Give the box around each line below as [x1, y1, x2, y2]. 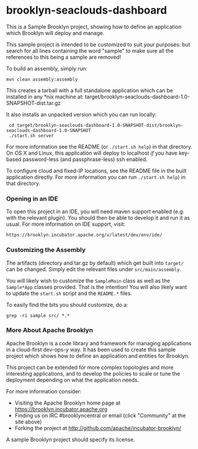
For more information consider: [6, 387, 82, 395]
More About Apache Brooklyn [6, 326, 93, 335]
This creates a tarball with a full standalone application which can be [6, 86, 173, 94]
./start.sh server [8, 133, 54, 139]
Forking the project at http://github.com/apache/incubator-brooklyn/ [14, 424, 181, 431]
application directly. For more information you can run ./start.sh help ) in [6, 173, 186, 181]
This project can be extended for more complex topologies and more [6, 364, 174, 371]
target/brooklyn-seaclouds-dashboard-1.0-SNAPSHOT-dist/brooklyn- [17, 122, 184, 128]
